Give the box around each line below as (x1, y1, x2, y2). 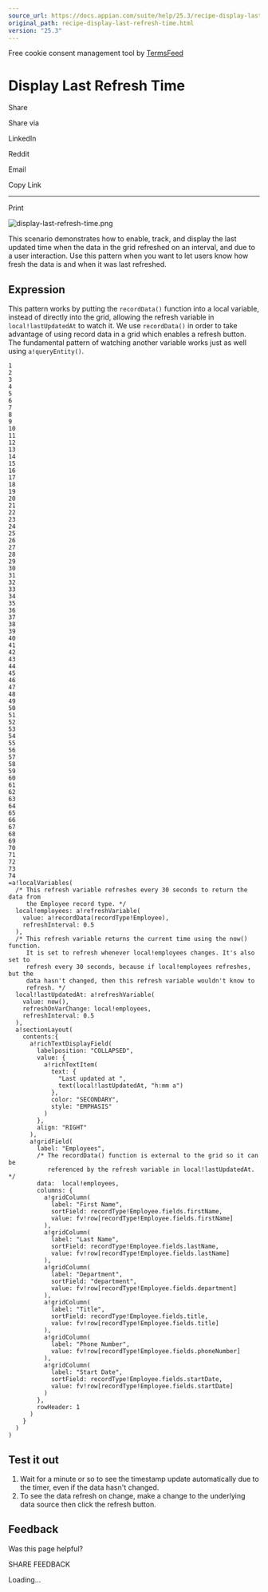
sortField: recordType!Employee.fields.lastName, (50, 1243, 219, 1251)
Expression (8, 283, 65, 296)
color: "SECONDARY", (50, 1096, 120, 1104)
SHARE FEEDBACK (8, 1559, 70, 1569)
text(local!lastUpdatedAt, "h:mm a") (58, 1082, 183, 1090)
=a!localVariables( (8, 879, 73, 887)
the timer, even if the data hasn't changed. (19, 1483, 160, 1492)
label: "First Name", (50, 1201, 124, 1209)
